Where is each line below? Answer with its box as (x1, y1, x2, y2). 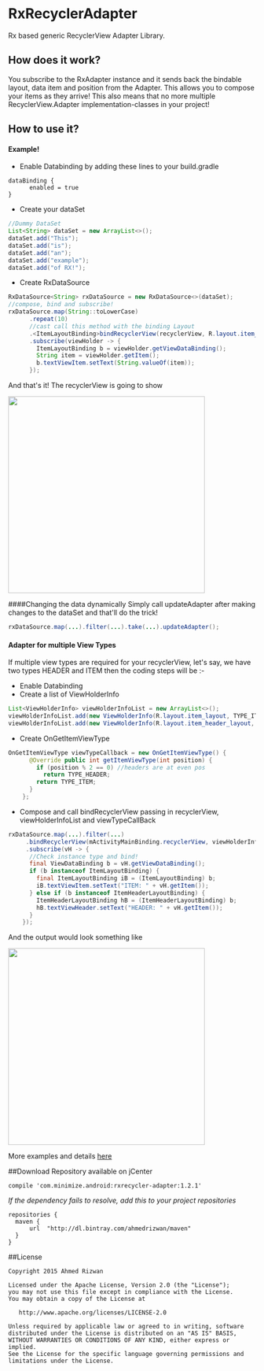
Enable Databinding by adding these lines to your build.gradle (19, 162, 219, 172)
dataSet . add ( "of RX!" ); (8, 264, 86, 272)
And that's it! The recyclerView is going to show (8, 381, 163, 390)
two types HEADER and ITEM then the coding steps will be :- (8, 666, 205, 675)
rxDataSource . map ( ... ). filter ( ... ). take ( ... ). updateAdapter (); (8, 623, 220, 631)
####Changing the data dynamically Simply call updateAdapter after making (8, 600, 256, 609)
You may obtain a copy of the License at (8, 1295, 146, 1303)
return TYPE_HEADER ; (42, 770, 111, 779)
